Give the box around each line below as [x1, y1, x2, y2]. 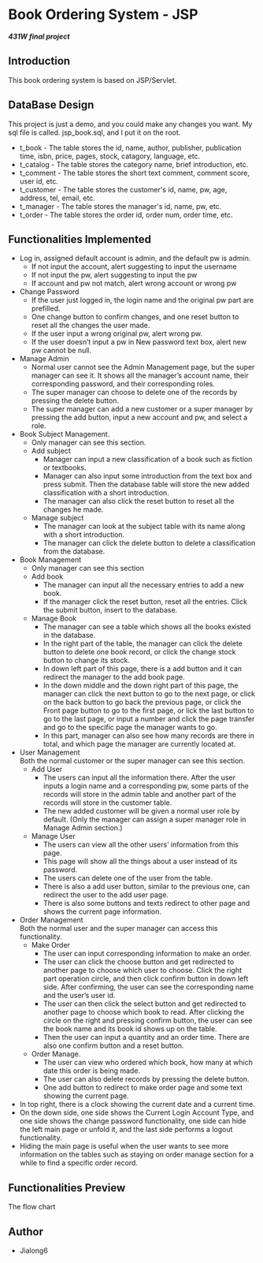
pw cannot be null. [31, 345, 92, 356]
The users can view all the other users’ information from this [43, 840, 239, 849]
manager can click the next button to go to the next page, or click [43, 689, 256, 699]
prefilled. [31, 304, 61, 313]
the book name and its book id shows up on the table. [43, 1024, 218, 1034]
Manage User [31, 832, 76, 841]
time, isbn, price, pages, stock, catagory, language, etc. [19, 151, 201, 161]
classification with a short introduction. [43, 488, 169, 497]
